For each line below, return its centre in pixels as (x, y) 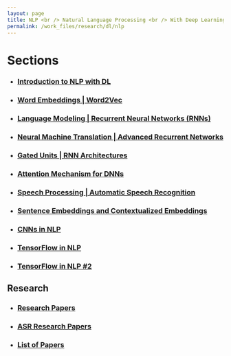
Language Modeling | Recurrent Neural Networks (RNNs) (114, 119)
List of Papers (41, 344)
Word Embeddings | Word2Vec (69, 100)
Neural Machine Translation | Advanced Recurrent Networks (120, 137)
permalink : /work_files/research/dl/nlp (66, 26)
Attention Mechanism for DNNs (70, 174)
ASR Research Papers (54, 326)
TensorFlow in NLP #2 (54, 266)
